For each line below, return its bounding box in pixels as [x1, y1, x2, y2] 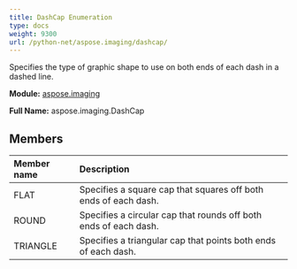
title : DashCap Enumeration [9, 12, 113, 22]
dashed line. [9, 72, 55, 82]
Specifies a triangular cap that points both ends [79, 234, 277, 247]
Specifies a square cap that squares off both [79, 183, 263, 196]
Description [79, 163, 130, 175]
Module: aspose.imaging [9, 88, 101, 99]
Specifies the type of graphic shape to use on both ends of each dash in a [9, 62, 279, 73]
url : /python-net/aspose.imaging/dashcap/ [9, 37, 168, 47]
